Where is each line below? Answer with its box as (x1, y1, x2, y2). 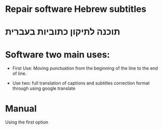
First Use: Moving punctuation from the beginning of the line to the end (12, 65, 158, 71)
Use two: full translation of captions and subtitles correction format (12, 80, 150, 86)
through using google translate (12, 85, 76, 91)
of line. (12, 70, 27, 76)
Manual (5, 103, 37, 114)
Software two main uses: (5, 49, 110, 60)
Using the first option (5, 119, 49, 125)
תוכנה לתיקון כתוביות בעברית (5, 26, 120, 38)
